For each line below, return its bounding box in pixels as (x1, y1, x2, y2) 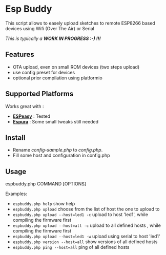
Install (5, 133, 26, 142)
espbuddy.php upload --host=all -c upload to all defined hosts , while (12, 222, 161, 228)
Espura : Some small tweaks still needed (12, 118, 99, 124)
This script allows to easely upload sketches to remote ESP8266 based (5, 20, 155, 26)
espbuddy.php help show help (12, 201, 75, 207)
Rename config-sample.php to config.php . (12, 147, 103, 153)
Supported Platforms (5, 90, 74, 98)
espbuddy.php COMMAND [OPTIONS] (5, 181, 87, 187)
